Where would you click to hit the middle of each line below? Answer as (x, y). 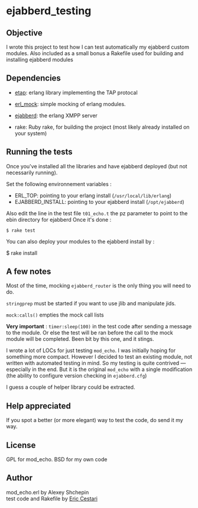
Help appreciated (38, 406)
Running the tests (39, 152)
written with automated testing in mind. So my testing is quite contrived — (96, 363)
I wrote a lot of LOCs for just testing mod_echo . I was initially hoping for (91, 350)
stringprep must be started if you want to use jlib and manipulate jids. (91, 303)
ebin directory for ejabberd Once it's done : (59, 219)
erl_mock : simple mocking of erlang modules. (70, 104)
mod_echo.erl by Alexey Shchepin (48, 492)
